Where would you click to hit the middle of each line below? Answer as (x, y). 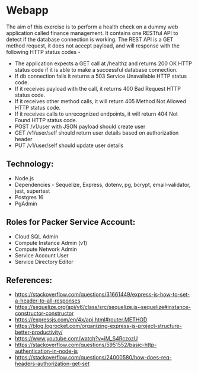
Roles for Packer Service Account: (71, 222)
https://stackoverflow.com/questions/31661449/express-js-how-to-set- (102, 295)
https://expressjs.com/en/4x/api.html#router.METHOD (81, 320)
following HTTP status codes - (44, 52)
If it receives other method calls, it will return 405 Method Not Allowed (100, 101)
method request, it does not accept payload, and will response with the (93, 46)
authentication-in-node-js (46, 351)
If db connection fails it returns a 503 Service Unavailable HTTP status (101, 76)
